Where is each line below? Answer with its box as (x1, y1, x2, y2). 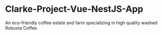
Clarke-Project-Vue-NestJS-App (5, 3, 144, 15)
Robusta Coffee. (5, 25, 39, 31)
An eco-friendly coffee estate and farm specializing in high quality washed (5, 20, 158, 26)
